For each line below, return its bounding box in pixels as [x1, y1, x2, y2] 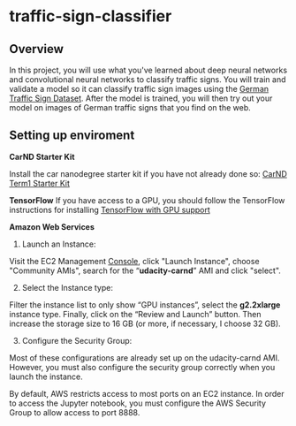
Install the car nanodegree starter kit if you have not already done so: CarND [9, 168, 287, 179]
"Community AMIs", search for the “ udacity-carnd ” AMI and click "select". [9, 265, 281, 276]
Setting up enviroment [9, 128, 135, 143]
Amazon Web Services [9, 221, 95, 232]
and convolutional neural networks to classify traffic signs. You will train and [9, 74, 286, 85]
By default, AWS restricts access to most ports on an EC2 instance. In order [9, 388, 285, 399]
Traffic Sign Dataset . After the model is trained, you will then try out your [9, 93, 273, 103]
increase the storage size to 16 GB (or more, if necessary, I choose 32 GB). [9, 318, 281, 329]
